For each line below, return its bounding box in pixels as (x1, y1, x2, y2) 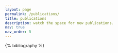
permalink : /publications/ (5, 12, 60, 16)
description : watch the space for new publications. (5, 20, 114, 26)
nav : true (5, 25, 25, 30)
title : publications (5, 16, 47, 21)
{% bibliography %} (5, 43, 45, 48)
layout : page (5, 7, 32, 12)
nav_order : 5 (5, 29, 32, 34)
